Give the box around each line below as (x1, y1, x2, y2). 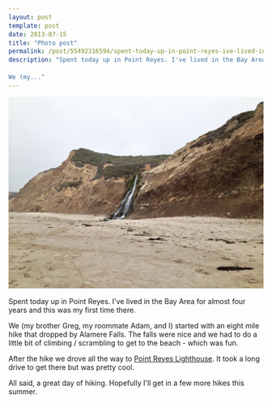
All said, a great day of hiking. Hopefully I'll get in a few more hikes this (8, 378, 244, 388)
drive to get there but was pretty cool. (8, 362, 135, 372)
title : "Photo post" (8, 39, 79, 47)
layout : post (8, 13, 53, 21)
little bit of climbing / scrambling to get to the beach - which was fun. (8, 337, 239, 348)
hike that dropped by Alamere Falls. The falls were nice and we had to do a (8, 329, 257, 339)
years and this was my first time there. (8, 305, 136, 315)
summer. (8, 386, 38, 397)
